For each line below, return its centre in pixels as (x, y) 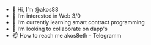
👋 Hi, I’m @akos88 (35, 9)
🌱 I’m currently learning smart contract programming (78, 22)
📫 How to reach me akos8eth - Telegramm (67, 36)
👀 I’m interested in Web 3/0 (46, 16)
